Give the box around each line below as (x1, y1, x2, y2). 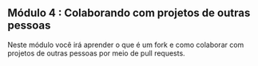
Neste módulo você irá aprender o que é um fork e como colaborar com (7, 40, 244, 49)
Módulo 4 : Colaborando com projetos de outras (7, 6, 251, 20)
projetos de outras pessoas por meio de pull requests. (7, 48, 185, 58)
